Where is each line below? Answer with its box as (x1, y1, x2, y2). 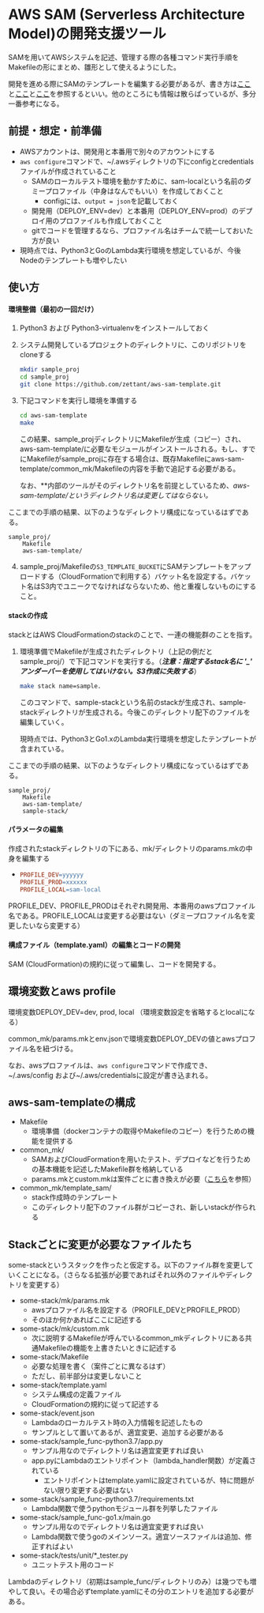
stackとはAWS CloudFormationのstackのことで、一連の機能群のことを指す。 (8, 630, 257, 639)
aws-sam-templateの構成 (8, 1096, 136, 1110)
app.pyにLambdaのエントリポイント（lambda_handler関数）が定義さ (31, 1456, 257, 1465)
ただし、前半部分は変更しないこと (31, 1371, 143, 1381)
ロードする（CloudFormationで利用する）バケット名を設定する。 (19, 571, 231, 581)
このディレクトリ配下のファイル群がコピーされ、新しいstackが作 (31, 1203, 243, 1212)
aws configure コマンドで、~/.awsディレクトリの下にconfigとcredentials (19, 156, 255, 166)
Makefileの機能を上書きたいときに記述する (38, 1344, 177, 1353)
